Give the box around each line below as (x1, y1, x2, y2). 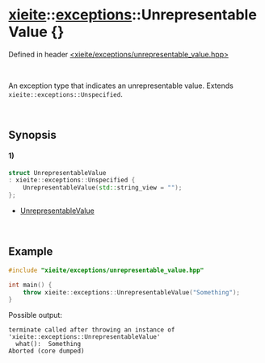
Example (8, 244, 53, 259)
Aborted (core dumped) (8, 347, 85, 356)
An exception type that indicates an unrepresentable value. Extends (8, 81, 234, 90)
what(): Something (15, 340, 82, 348)
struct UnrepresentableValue (8, 169, 107, 177)
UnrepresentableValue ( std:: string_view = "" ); (23, 184, 183, 192)
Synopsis (8, 128, 57, 142)
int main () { (8, 281, 53, 289)
